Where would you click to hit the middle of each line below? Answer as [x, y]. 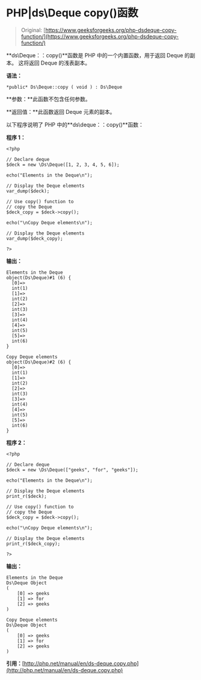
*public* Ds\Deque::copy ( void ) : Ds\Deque [64, 87]
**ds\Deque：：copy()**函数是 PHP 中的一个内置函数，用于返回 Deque [95, 55]
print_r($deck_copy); [33, 544]
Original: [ [33, 30]
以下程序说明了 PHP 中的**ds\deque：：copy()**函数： [75, 124]
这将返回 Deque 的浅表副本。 [54, 63]
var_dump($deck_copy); [35, 238]
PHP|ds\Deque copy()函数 [72, 13]
